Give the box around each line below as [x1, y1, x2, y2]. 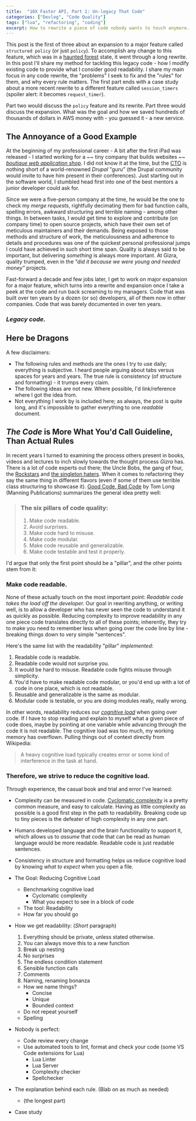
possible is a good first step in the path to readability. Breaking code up [14, 809, 187, 816]
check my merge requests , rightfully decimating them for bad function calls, [6, 202, 189, 209]
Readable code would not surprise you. [14, 660, 109, 667]
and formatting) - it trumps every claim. [14, 379, 110, 386]
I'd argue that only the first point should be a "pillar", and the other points [6, 559, 183, 566]
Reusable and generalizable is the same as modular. [14, 691, 140, 698]
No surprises [23, 952, 54, 959]
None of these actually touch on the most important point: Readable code [6, 594, 184, 601]
